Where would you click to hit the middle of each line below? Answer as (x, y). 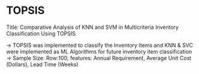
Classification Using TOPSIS (41, 33)
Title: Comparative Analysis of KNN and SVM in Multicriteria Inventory (92, 27)
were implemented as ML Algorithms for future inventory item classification (99, 51)
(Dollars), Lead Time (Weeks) (43, 64)
